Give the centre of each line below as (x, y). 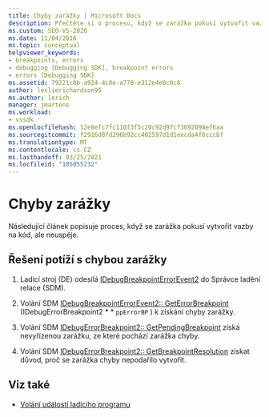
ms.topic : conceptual (44, 46)
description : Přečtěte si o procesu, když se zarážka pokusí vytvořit (128, 23)
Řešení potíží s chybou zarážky (88, 260)
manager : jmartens (39, 105)
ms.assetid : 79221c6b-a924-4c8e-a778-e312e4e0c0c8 (94, 82)
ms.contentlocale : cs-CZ (50, 150)
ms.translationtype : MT (48, 142)
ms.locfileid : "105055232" (53, 165)
